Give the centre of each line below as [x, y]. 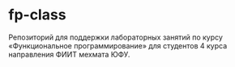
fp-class [37, 15]
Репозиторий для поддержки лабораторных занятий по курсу [115, 37]
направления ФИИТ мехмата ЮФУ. [69, 54]
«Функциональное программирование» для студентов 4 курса [118, 45]
